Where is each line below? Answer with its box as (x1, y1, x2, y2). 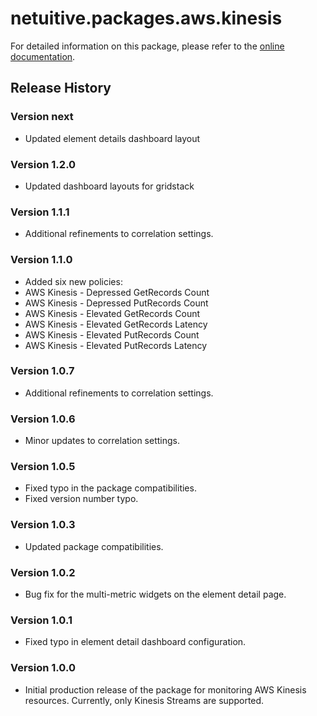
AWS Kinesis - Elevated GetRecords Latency (24, 318, 208, 330)
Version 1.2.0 (10, 157, 77, 171)
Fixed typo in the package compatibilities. (24, 482, 197, 494)
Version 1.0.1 (10, 613, 73, 627)
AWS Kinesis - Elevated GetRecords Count (24, 307, 201, 319)
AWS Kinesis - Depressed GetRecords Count (24, 286, 210, 298)
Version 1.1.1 (10, 205, 70, 219)
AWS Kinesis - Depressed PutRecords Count (24, 297, 209, 309)
